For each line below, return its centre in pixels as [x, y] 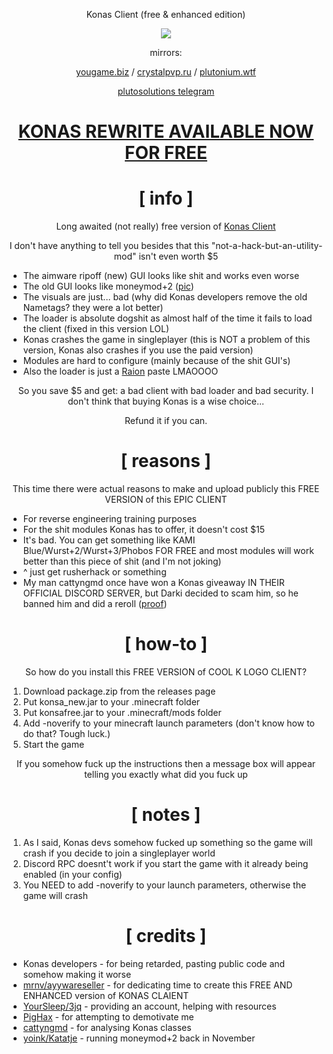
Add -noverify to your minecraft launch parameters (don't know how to [168, 723]
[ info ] [166, 198]
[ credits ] [166, 936]
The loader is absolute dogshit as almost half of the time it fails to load [167, 318]
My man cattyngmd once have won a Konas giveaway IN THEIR [153, 583]
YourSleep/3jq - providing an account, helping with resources [149, 1006]
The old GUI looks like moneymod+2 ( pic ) [108, 286]
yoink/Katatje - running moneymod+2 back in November [139, 1038]
